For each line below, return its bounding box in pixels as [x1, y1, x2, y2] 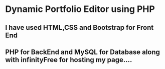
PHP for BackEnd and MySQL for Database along [5, 48, 160, 56]
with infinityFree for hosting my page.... [5, 56, 132, 64]
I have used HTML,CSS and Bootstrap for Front [5, 23, 154, 32]
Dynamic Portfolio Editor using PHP [5, 3, 155, 15]
